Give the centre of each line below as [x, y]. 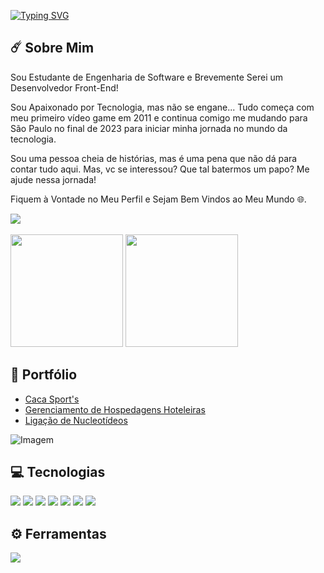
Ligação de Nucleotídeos [76, 420]
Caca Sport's [52, 399]
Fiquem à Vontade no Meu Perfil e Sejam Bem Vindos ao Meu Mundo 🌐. [158, 199]
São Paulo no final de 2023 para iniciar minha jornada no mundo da [149, 128]
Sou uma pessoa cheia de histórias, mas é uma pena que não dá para [154, 158]
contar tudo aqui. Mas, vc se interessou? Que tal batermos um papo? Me [160, 169]
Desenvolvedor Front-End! [64, 87]
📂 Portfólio [44, 375]
